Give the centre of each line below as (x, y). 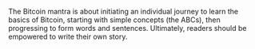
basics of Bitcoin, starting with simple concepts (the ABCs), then (115, 20)
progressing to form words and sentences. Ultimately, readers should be (127, 28)
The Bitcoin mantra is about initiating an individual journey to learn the (123, 11)
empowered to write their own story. (68, 36)
